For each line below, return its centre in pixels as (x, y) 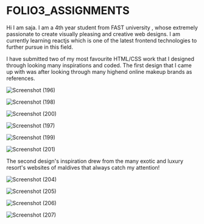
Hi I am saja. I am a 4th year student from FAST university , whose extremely (102, 27)
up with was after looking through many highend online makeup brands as (99, 71)
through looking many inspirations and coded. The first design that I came (99, 65)
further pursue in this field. (40, 47)
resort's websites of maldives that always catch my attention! (83, 167)
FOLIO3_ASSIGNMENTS (68, 11)
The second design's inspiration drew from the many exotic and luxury (95, 161)
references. (21, 78)
